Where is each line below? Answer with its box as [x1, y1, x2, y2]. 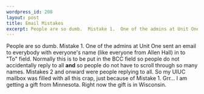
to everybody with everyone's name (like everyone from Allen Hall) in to [6, 49, 186, 56]
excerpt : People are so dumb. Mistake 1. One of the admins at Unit [6, 25, 189, 32]
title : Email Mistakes [6, 20, 64, 26]
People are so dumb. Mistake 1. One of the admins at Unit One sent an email [6, 42, 196, 50]
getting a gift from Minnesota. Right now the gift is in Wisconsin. [6, 81, 167, 89]
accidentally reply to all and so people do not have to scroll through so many [6, 62, 198, 69]
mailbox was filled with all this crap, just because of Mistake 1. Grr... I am [6, 75, 188, 82]
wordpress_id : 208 [6, 8, 53, 15]
